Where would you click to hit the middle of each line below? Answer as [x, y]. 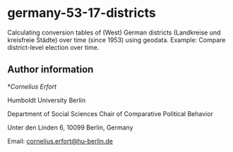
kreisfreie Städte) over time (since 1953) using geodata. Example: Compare [116, 39]
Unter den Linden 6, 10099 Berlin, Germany [70, 127]
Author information [50, 69]
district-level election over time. [53, 47]
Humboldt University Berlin [47, 100]
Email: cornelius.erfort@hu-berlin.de [60, 141]
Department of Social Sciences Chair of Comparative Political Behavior [110, 113]
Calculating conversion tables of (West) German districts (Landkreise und [114, 32]
